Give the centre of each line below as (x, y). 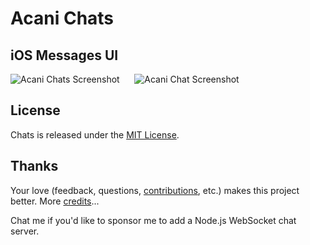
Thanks (34, 166)
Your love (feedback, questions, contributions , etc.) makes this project (155, 190)
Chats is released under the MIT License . (95, 134)
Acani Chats (62, 18)
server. (25, 231)
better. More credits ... (55, 201)
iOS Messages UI (64, 55)
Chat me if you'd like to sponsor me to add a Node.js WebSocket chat (153, 220)
